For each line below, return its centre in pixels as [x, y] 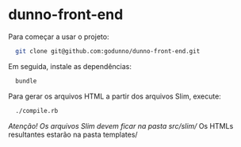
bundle [26, 81]
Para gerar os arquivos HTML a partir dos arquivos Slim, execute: [115, 96]
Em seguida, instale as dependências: [70, 66]
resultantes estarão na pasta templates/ [73, 134]
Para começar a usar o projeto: [59, 37]
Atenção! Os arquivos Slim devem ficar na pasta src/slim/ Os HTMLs [121, 126]
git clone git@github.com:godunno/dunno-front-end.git [108, 51]
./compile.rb [37, 110]
